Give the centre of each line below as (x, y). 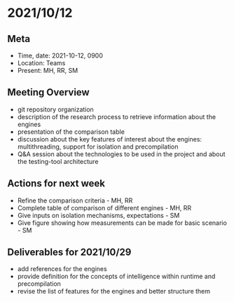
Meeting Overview (48, 92)
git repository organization (56, 109)
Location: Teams (41, 63)
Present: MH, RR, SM (48, 70)
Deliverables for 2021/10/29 (69, 253)
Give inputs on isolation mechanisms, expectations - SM (98, 215)
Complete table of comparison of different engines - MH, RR (104, 207)
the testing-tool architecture (58, 161)
